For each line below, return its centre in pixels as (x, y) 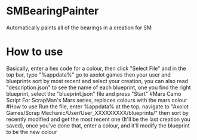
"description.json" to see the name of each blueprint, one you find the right (98, 87)
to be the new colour (32, 132)
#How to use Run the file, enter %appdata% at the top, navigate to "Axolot (98, 106)
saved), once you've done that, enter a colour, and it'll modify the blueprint (98, 125)
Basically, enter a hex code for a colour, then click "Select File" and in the (96, 68)
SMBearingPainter (53, 11)
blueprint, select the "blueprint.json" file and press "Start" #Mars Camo (94, 93)
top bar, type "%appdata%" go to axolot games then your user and (89, 74)
